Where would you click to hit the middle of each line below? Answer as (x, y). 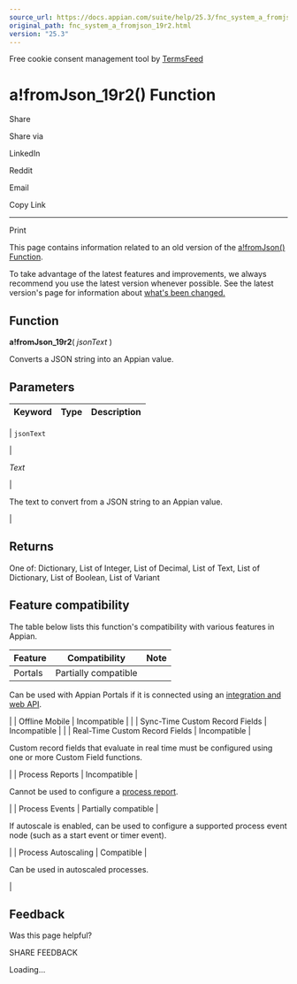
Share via (27, 136)
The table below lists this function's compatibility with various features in (142, 627)
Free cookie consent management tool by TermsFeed (106, 59)
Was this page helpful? (51, 935)
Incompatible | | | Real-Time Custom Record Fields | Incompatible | (130, 730)
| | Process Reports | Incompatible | (74, 774)
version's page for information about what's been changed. (117, 293)
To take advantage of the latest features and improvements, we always (138, 274)
